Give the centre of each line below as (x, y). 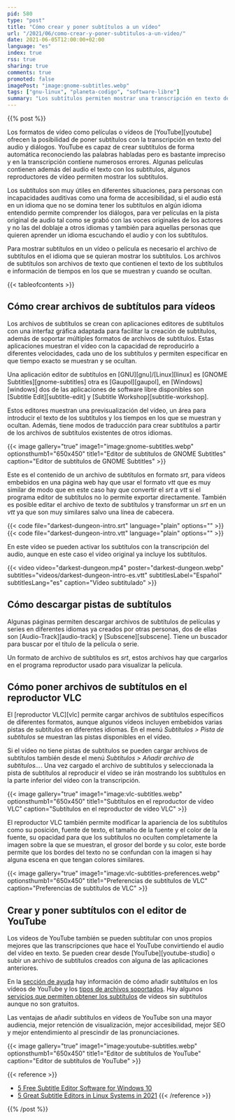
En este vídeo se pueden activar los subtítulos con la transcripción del (108, 546)
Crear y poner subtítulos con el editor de (97, 910)
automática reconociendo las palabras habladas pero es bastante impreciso (116, 154)
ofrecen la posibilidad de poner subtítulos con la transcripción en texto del (114, 140)
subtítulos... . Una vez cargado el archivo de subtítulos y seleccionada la (111, 766)
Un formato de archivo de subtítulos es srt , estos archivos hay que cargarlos (117, 657)
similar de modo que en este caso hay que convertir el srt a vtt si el (104, 490)
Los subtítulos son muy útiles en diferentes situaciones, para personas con (115, 190)
